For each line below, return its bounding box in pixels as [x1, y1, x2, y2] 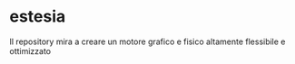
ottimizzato [9, 45, 52, 56]
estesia [9, 6, 66, 27]
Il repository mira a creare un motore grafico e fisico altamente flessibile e [9, 36, 286, 47]
